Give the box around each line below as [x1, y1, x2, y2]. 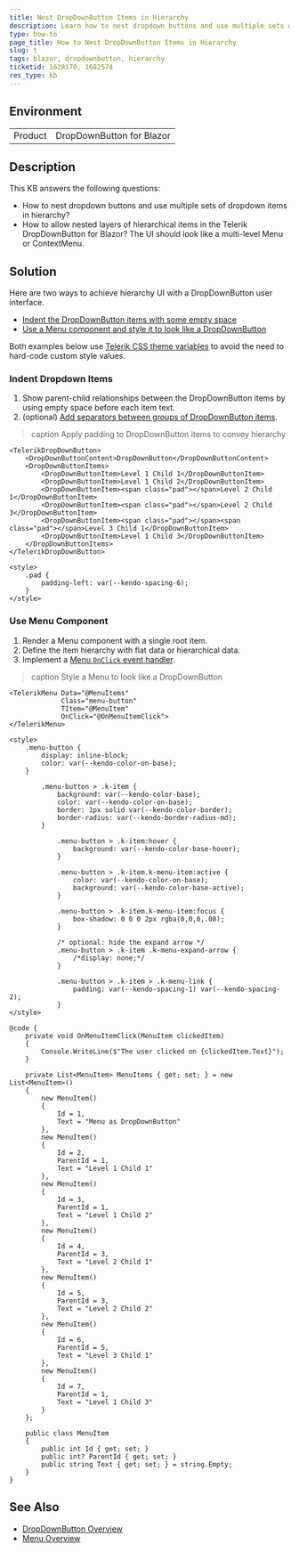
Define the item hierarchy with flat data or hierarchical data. [21, 645, 241, 655]
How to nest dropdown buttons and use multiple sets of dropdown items [21, 200, 287, 211]
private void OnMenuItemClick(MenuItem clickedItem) [25, 1031, 225, 1040]
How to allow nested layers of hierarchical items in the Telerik [21, 219, 247, 230]
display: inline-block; [41, 751, 129, 760]
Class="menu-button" [61, 696, 138, 705]
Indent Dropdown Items [9, 373, 113, 386]
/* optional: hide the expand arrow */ [56, 938, 205, 947]
